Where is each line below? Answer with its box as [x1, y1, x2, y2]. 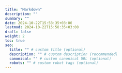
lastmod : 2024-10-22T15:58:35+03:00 [5, 25, 79, 30]
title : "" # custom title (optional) [9, 47, 86, 52]
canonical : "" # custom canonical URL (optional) [9, 56, 111, 61]
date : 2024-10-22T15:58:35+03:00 [5, 20, 73, 25]
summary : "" [5, 16, 29, 21]
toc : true [5, 38, 25, 43]
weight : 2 [5, 34, 25, 39]
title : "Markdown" [5, 7, 42, 12]
